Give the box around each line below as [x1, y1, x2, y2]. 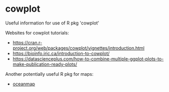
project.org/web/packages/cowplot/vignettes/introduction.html [12, 45, 145, 51]
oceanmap [12, 81, 36, 87]
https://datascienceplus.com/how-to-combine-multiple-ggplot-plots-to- [12, 55, 164, 62]
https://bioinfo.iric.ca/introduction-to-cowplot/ [12, 50, 110, 56]
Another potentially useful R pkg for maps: [5, 71, 94, 77]
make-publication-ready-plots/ [12, 61, 77, 67]
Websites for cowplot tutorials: [5, 29, 70, 36]
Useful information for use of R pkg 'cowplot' [5, 20, 99, 26]
